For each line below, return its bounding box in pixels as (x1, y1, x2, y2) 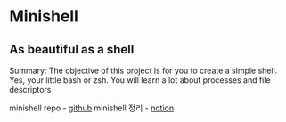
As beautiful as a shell (9, 42, 135, 57)
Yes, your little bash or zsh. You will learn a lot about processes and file (9, 75, 271, 85)
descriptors (9, 85, 52, 94)
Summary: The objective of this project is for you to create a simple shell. (9, 65, 278, 76)
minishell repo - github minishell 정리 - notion (9, 102, 175, 113)
